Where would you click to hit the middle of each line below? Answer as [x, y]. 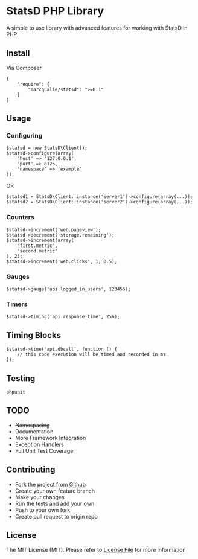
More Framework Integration [50, 438]
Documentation [34, 431]
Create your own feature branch [55, 491]
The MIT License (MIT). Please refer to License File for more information [96, 550]
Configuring [24, 136]
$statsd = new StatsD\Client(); [47, 148]
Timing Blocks [34, 335]
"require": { [34, 84]
